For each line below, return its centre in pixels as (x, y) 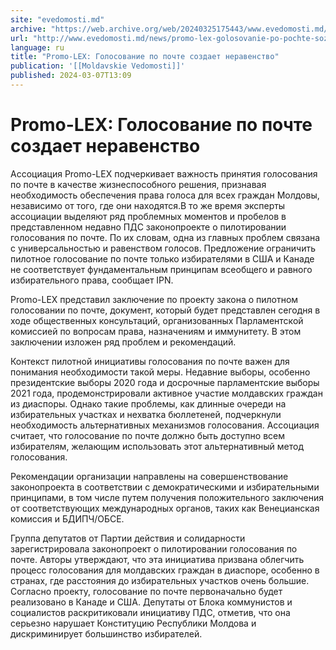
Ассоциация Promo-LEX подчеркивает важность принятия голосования (164, 173)
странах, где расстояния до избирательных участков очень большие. (160, 580)
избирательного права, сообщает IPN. (92, 280)
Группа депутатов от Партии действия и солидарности (128, 538)
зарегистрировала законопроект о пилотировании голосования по (154, 548)
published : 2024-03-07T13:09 (71, 76)
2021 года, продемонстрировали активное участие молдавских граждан (166, 393)
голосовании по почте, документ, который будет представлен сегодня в (165, 310)
